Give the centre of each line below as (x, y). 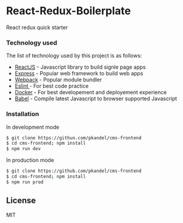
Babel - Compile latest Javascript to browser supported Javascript (96, 98)
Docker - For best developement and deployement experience (91, 93)
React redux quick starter (37, 27)
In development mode (33, 127)
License (21, 201)
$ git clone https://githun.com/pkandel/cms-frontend (74, 138)
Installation (23, 114)
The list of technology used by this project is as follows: (74, 56)
